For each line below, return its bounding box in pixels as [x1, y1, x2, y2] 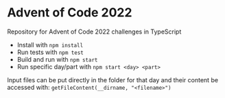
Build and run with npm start [16, 55, 98, 63]
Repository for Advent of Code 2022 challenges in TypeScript [7, 27, 182, 36]
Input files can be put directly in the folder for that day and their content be [7, 75, 218, 84]
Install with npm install [16, 40, 84, 49]
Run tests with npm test [16, 48, 84, 56]
